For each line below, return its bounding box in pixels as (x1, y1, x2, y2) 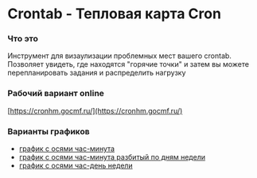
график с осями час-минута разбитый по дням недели (18, 153, 206, 162)
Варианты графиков (7, 126, 90, 137)
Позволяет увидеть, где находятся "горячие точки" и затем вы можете (7, 60, 250, 69)
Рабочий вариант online (7, 88, 105, 99)
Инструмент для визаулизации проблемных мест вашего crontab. (7, 51, 232, 60)
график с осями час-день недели (18, 161, 133, 171)
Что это (7, 33, 39, 44)
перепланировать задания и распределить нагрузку (7, 68, 186, 78)
